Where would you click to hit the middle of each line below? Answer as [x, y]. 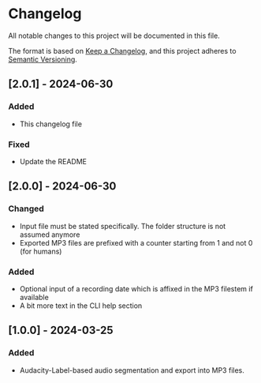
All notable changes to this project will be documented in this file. [114, 36]
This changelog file [51, 124]
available [34, 297]
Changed [26, 208]
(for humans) [41, 251]
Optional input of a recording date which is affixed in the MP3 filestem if [136, 288]
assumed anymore [50, 235]
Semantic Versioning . [43, 59]
